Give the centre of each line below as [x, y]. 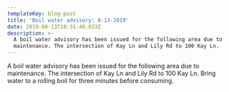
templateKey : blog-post [42, 14]
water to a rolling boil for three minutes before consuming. [90, 80]
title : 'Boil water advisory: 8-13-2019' [68, 20]
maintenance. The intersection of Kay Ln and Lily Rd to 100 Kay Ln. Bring [111, 73]
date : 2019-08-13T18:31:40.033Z [54, 26]
